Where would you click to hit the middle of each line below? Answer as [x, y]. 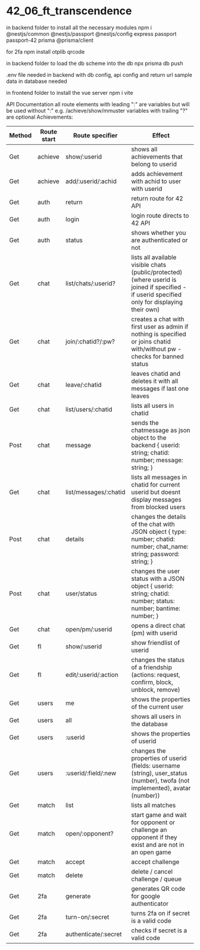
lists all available [154, 257]
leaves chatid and [155, 373]
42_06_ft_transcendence [69, 11]
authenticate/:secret [93, 934]
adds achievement [157, 174]
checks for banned [157, 356]
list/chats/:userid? [90, 283]
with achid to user [156, 181]
